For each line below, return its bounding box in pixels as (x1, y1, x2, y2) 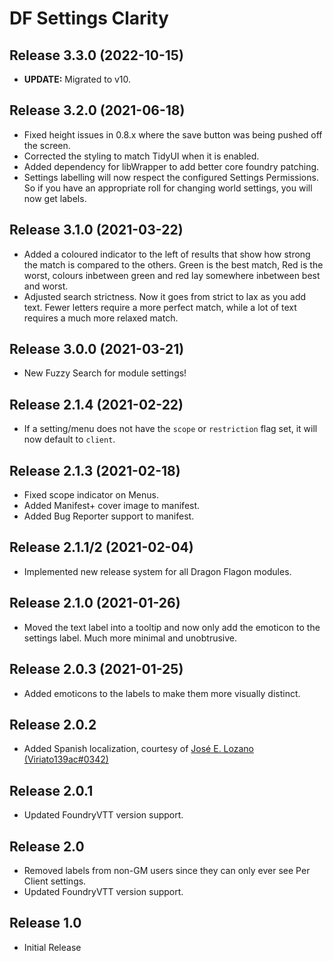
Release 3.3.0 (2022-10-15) (9, 47, 184, 64)
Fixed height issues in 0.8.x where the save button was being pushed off (23, 128, 323, 141)
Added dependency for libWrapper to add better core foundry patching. (23, 160, 320, 172)
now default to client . (23, 433, 116, 446)
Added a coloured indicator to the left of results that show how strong (23, 248, 311, 260)
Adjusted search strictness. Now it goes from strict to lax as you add (23, 290, 307, 302)
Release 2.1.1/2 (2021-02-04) (9, 539, 194, 556)
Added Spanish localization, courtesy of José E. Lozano (23, 743, 254, 755)
